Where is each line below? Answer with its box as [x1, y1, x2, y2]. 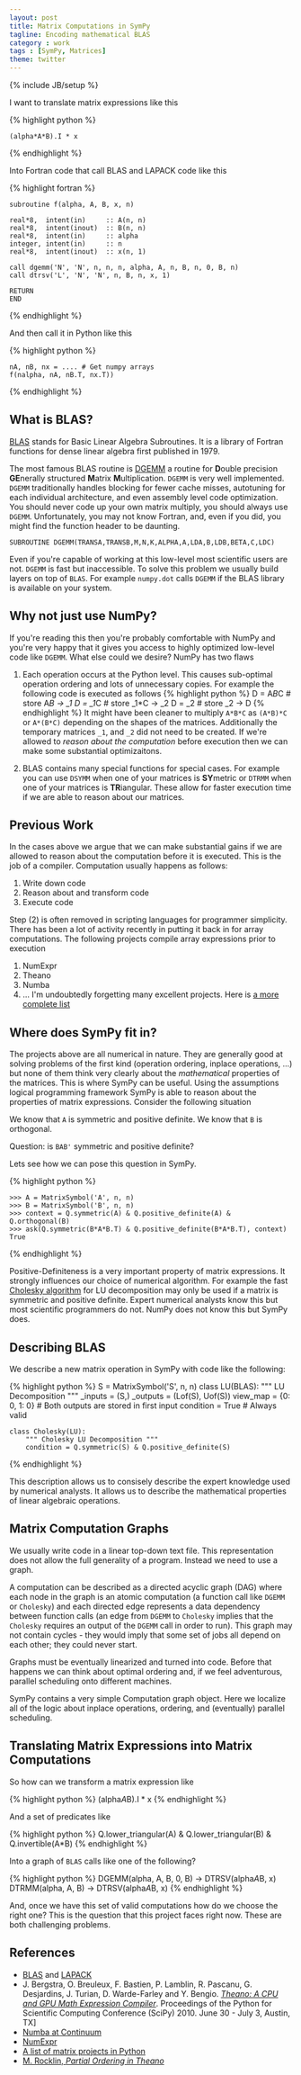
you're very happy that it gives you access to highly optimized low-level [9, 642, 275, 652]
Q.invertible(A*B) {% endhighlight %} [9, 1837, 148, 1849]
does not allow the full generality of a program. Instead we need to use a [9, 1554, 279, 1566]
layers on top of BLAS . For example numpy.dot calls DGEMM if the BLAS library [9, 572, 285, 583]
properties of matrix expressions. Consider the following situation [9, 1097, 252, 1108]
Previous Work [9, 818, 94, 833]
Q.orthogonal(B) [9, 1217, 70, 1226]
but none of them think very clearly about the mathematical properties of [9, 1068, 280, 1079]
